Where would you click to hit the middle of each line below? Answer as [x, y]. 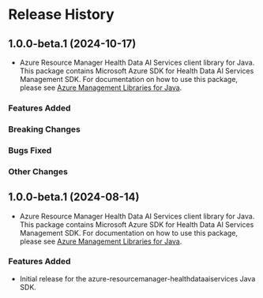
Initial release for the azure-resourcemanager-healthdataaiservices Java [137, 278]
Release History [61, 15]
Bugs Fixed [30, 150]
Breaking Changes [45, 129]
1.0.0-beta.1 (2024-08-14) [74, 197]
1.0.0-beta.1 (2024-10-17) [72, 44]
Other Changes [38, 171]
